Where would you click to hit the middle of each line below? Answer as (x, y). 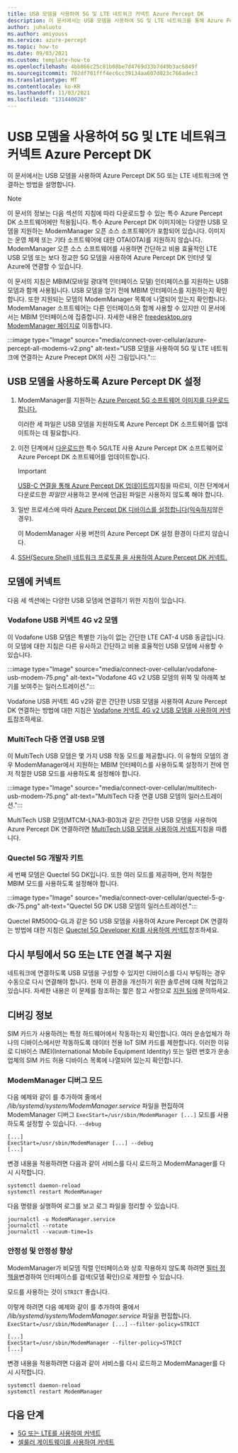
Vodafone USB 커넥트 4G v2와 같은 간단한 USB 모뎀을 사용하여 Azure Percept (118, 701)
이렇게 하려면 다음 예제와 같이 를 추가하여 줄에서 (74, 1307)
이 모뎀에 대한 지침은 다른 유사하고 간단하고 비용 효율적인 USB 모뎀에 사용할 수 (115, 646)
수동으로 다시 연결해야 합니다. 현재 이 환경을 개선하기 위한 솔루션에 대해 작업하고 (118, 982)
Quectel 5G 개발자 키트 (45, 858)
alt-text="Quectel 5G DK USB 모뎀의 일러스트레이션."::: (119, 906)
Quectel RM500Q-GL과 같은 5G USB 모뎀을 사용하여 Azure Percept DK (108, 921)
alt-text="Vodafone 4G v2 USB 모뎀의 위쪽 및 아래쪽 (144, 677)
